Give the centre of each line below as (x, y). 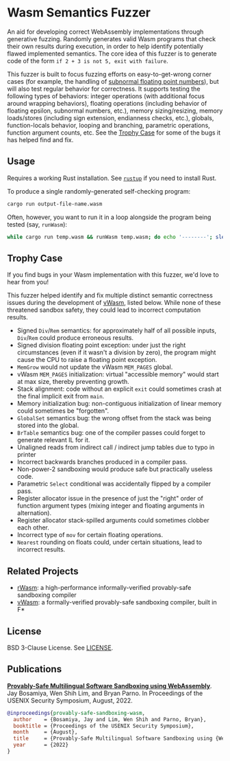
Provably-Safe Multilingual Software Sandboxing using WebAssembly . (110, 685)
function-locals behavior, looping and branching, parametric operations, (108, 125)
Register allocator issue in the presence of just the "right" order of (110, 499)
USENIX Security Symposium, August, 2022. (70, 700)
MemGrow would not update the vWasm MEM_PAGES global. (95, 367)
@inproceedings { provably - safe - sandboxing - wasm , (76, 713)
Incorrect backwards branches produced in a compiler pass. (102, 462)
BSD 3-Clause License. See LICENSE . (60, 648)
